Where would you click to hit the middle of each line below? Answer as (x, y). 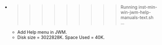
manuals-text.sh (137, 17)
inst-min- (148, 7)
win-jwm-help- (136, 12)
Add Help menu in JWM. (42, 32)
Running (129, 7)
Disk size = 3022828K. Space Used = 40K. (61, 37)
